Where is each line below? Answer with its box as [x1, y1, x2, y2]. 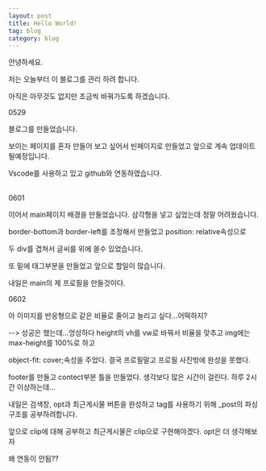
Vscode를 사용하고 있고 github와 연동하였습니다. [8, 168, 163, 178]
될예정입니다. [8, 151, 50, 161]
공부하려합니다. [29, 410, 78, 419]
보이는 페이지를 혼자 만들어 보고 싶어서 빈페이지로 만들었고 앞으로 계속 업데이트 [8, 142, 256, 151]
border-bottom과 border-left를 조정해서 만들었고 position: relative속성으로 [8, 227, 247, 237]
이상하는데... [16, 382, 56, 392]
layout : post [8, 11, 52, 20]
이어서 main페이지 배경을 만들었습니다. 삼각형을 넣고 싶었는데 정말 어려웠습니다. [8, 210, 260, 220]
